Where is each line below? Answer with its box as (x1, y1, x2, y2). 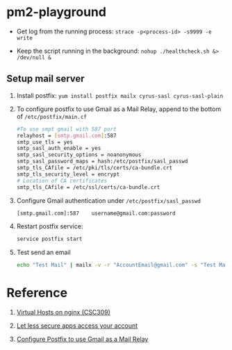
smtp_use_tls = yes (16, 138, 74, 146)
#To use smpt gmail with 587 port (16, 126, 117, 133)
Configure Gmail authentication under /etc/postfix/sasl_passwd (16, 196, 201, 205)
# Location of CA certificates (16, 177, 108, 184)
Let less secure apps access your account (16, 322, 138, 330)
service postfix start (16, 235, 83, 243)
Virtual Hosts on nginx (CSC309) (16, 308, 110, 317)
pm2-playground (6, 4, 107, 20)
